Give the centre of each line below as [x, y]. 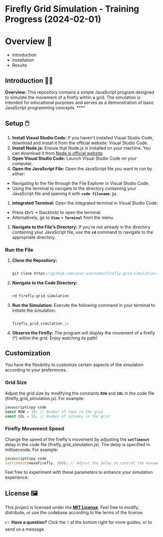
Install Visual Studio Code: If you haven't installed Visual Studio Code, [83, 137]
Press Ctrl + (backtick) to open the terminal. [57, 212]
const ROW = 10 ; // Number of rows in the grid [54, 412]
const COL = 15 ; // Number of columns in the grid [57, 416]
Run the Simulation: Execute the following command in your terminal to [83, 305]
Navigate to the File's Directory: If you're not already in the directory [81, 227]
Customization [28, 353]
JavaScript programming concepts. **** [45, 107]
